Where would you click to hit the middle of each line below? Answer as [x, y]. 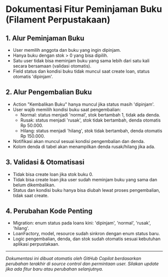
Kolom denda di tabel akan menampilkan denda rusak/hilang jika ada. [84, 146]
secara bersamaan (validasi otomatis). [52, 66]
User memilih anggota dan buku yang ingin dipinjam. [67, 50]
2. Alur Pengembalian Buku [49, 92]
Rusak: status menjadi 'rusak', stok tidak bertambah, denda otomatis [90, 120]
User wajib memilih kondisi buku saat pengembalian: [67, 109]
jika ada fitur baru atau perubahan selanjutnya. [55, 269]
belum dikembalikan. [34, 185]
